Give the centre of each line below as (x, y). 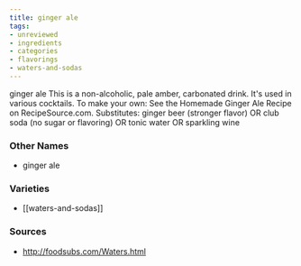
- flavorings (34, 60)
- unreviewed (34, 34)
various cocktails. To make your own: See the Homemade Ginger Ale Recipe (150, 103)
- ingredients (36, 43)
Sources (28, 232)
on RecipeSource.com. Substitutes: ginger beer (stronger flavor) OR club (144, 113)
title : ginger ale (44, 18)
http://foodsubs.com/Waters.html (84, 251)
